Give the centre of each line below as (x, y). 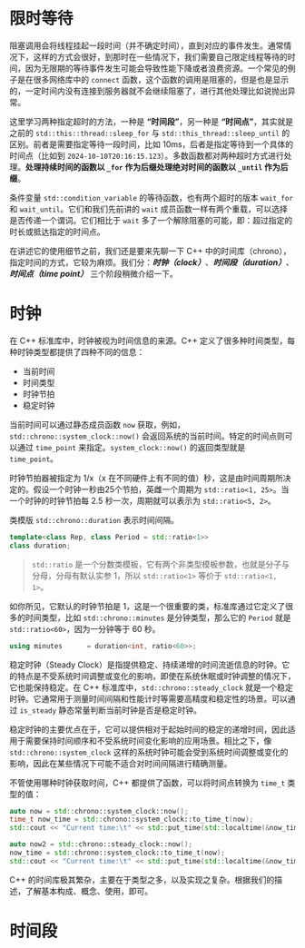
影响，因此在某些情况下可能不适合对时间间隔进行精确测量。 (121, 763)
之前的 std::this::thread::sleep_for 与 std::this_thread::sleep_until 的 (150, 133)
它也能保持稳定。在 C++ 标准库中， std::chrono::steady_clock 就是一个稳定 (151, 687)
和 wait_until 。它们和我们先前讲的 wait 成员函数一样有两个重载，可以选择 (149, 209)
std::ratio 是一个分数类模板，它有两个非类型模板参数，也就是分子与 (161, 564)
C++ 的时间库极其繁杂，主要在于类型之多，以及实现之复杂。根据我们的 (142, 879)
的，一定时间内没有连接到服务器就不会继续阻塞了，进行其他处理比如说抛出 (148, 91)
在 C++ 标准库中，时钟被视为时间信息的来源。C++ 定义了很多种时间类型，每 (152, 341)
